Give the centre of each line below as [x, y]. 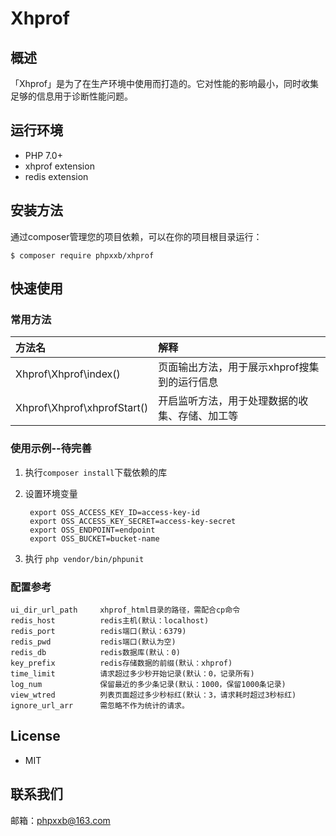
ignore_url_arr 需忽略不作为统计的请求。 [100, 705]
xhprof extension [59, 166]
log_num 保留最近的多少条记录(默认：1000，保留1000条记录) [148, 684]
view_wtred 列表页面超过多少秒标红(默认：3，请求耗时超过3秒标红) [153, 695]
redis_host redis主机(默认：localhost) [110, 620]
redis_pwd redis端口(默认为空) [93, 642]
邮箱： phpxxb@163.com [60, 820]
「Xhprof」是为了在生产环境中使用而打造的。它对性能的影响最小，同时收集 [165, 83]
